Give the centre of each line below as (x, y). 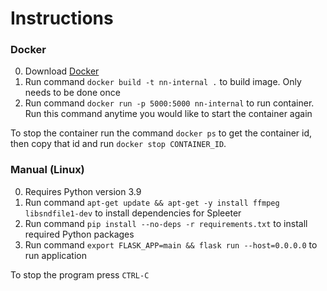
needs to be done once (72, 93)
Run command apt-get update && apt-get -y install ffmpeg (152, 202)
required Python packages (79, 234)
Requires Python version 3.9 (83, 191)
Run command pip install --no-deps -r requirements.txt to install (166, 223)
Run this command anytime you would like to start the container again (168, 114)
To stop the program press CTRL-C (80, 274)
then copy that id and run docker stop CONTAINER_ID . (118, 144)
